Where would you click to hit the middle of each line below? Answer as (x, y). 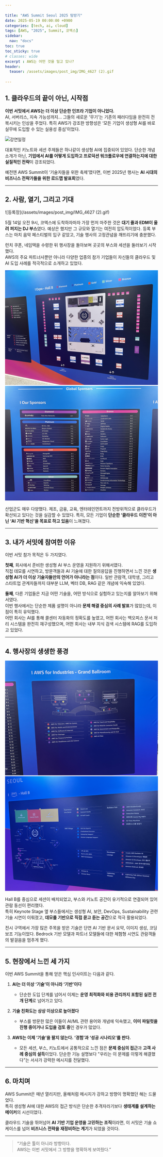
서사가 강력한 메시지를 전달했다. (60, 1060)
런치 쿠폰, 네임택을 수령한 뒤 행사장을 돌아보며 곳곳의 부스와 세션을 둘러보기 (76, 245)
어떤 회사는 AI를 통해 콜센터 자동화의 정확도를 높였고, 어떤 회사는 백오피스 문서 (79, 618)
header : (13, 66)
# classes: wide (21, 56)
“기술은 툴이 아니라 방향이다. (44, 1143)
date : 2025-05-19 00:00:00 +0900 (39, 20)
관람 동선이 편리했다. (24, 906)
